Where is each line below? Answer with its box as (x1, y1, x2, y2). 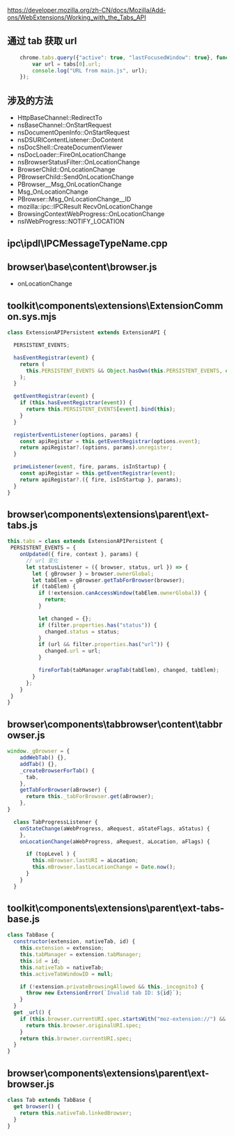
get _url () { (13, 1009, 52, 1016)
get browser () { (13, 1103, 61, 1110)
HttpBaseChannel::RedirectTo (17, 114, 102, 122)
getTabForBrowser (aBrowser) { (19, 787, 108, 794)
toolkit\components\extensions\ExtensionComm (7, 300, 224, 312)
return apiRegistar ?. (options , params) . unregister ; (19, 444, 173, 452)
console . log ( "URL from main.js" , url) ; (32, 67, 148, 74)
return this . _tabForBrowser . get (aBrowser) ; (25, 793, 155, 800)
